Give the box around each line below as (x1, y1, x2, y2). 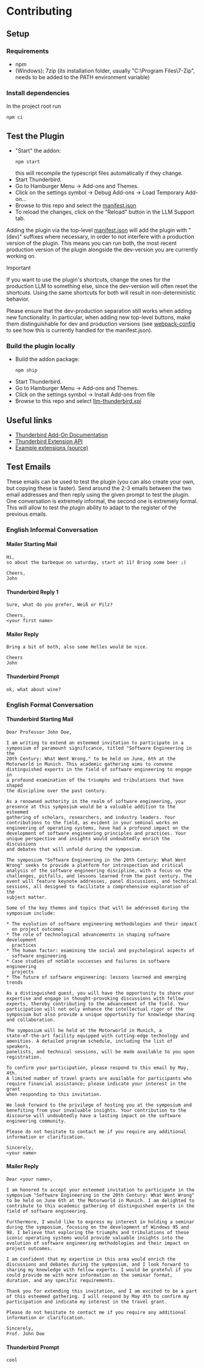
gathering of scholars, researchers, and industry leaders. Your (6, 814, 175, 820)
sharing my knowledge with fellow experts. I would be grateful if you (6, 1266, 192, 1273)
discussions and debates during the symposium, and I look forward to (6, 1261, 189, 1268)
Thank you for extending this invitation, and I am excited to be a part (6, 1288, 198, 1294)
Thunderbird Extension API (15, 438, 83, 445)
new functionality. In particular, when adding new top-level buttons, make (6, 314, 191, 321)
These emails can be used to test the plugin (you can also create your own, (6, 478, 195, 485)
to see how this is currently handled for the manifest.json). (6, 326, 153, 334)
